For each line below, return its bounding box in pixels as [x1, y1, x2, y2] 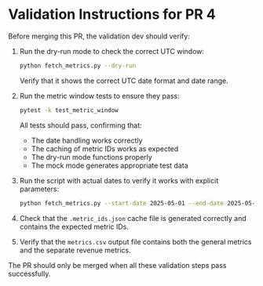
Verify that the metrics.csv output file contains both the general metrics [19, 237, 252, 246]
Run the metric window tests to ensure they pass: [19, 91, 180, 100]
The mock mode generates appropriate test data [31, 161, 188, 170]
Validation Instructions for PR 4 [8, 5, 216, 24]
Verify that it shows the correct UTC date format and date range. [19, 76, 229, 85]
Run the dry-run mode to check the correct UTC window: [19, 46, 205, 56]
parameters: [19, 184, 60, 194]
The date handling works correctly [31, 136, 143, 145]
